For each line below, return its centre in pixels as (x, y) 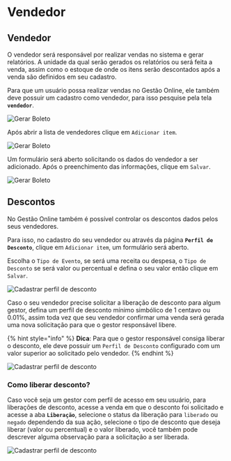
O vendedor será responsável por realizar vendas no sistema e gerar (105, 54)
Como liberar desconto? (49, 384)
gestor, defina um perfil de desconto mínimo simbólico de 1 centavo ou (109, 310)
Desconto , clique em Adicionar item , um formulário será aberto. (98, 247)
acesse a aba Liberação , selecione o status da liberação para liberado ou (113, 415)
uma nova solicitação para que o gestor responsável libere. (92, 324)
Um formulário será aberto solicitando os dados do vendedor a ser (103, 159)
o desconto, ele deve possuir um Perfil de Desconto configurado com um (114, 345)
